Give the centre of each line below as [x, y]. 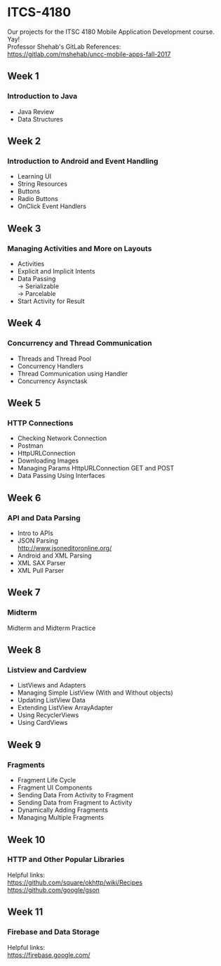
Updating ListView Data [51, 700]
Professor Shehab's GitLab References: [64, 46]
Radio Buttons [38, 199]
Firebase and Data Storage [54, 932]
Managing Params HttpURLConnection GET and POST [95, 468]
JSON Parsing [38, 541]
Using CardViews [42, 723]
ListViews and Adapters [52, 685]
